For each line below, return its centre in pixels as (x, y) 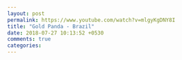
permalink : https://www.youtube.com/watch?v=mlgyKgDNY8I (91, 20)
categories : (24, 46)
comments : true (29, 39)
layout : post (26, 13)
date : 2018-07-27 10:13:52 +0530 (56, 33)
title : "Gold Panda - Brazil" (51, 26)
